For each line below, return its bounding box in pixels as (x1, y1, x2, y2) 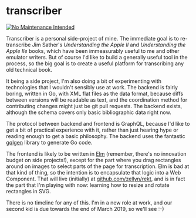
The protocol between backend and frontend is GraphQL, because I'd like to (6, 120, 190, 127)
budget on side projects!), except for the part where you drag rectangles (6, 156, 181, 163)
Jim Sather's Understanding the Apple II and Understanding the (32, 41, 186, 48)
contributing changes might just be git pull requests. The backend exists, (6, 102, 183, 109)
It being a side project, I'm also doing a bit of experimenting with (6, 78, 162, 85)
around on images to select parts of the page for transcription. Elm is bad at (6, 163, 190, 170)
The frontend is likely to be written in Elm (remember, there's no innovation (6, 150, 187, 157)
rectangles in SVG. (6, 187, 51, 194)
